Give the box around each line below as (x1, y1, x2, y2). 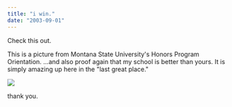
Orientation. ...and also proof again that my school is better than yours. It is (7, 57, 226, 65)
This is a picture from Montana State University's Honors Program (7, 50, 199, 58)
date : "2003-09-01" (7, 17, 65, 24)
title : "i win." (7, 10, 55, 18)
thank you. (7, 92, 38, 100)
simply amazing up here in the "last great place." (7, 65, 149, 73)
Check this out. (7, 36, 52, 44)
